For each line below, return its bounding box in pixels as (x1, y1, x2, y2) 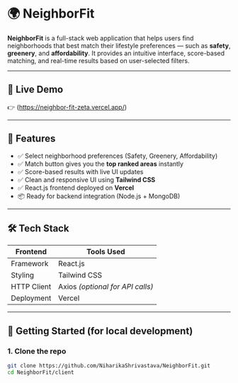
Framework (11, 259, 49, 269)
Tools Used (86, 247, 125, 257)
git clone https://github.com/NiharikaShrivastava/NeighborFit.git (7, 362, 211, 370)
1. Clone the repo (7, 346, 67, 356)
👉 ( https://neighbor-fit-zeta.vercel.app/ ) (7, 103, 127, 111)
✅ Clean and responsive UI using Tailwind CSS (17, 175, 156, 184)
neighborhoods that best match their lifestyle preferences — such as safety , (7, 41, 231, 50)
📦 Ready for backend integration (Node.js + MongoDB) (17, 192, 181, 200)
